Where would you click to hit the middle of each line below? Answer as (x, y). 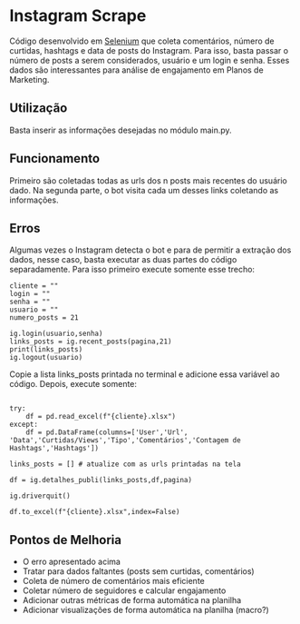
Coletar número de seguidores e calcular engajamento (124, 590)
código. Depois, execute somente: (73, 384)
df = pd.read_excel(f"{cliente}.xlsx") (101, 417)
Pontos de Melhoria (66, 540)
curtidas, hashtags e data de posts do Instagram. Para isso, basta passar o (149, 50)
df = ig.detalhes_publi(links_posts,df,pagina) (101, 480)
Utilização (39, 109)
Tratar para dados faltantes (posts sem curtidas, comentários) (139, 571)
